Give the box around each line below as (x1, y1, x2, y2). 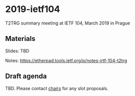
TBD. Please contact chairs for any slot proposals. (5, 85, 109, 91)
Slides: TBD (5, 47, 30, 53)
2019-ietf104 (5, 3, 60, 15)
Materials (5, 34, 36, 43)
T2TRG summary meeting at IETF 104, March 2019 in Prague (5, 20, 130, 26)
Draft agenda (5, 72, 47, 80)
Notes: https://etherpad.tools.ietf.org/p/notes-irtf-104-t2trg (5, 57, 127, 63)
